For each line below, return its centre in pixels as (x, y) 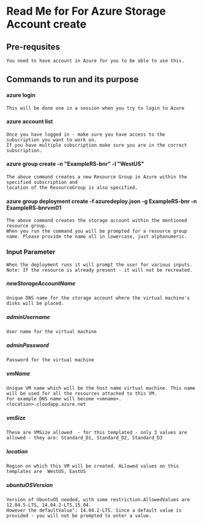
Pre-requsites (33, 47)
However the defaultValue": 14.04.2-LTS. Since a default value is (94, 511)
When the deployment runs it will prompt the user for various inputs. (99, 265)
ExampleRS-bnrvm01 (34, 207)
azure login (21, 95)
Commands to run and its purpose (72, 80)
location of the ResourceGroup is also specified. (72, 188)
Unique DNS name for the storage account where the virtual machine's (98, 298)
